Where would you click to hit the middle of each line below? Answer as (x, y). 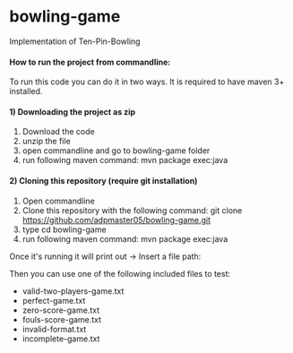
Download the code (59, 132)
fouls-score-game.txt (61, 319)
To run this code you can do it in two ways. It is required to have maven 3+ (147, 82)
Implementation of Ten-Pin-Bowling (75, 41)
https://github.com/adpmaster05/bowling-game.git (116, 220)
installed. (26, 91)
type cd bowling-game (64, 229)
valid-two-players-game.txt (73, 291)
